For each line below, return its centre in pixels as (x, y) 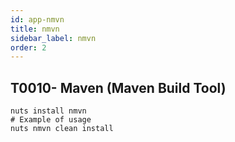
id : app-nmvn (37, 19)
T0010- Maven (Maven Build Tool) (118, 87)
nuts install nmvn (48, 111)
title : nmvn (35, 29)
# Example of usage (51, 120)
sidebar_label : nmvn (53, 38)
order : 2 (28, 47)
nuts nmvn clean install (62, 129)
